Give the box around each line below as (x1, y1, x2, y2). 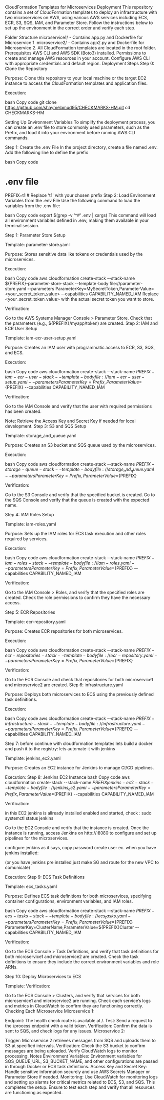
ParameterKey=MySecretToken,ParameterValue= (55, 286, 155, 291)
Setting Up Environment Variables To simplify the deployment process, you (5, 120, 156, 125)
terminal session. (5, 222, 40, 228)
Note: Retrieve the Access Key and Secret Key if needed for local (5, 418, 136, 424)
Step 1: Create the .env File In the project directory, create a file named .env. (5, 144, 158, 150)
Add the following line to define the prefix (5, 149, 88, 155)
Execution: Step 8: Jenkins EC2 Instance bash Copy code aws (5, 774, 130, 780)
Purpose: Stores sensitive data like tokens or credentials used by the (5, 251, 143, 257)
